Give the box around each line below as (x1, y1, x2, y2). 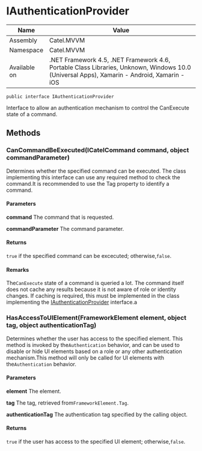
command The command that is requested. (6, 213, 114, 221)
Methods (6, 128, 41, 138)
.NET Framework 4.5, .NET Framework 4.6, (49, 55, 171, 64)
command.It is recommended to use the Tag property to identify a (6, 180, 170, 187)
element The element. (6, 387, 61, 394)
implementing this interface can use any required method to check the (6, 173, 180, 181)
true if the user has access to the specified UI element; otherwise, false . (6, 438, 186, 445)
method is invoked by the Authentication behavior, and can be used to (6, 341, 180, 348)
